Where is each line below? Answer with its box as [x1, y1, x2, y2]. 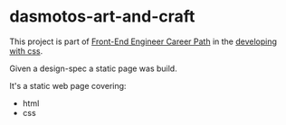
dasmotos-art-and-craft [9, 6, 195, 27]
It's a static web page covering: [9, 80, 127, 91]
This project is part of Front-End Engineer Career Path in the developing [9, 36, 278, 47]
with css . [9, 45, 43, 56]
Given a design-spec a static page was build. [9, 63, 178, 74]
